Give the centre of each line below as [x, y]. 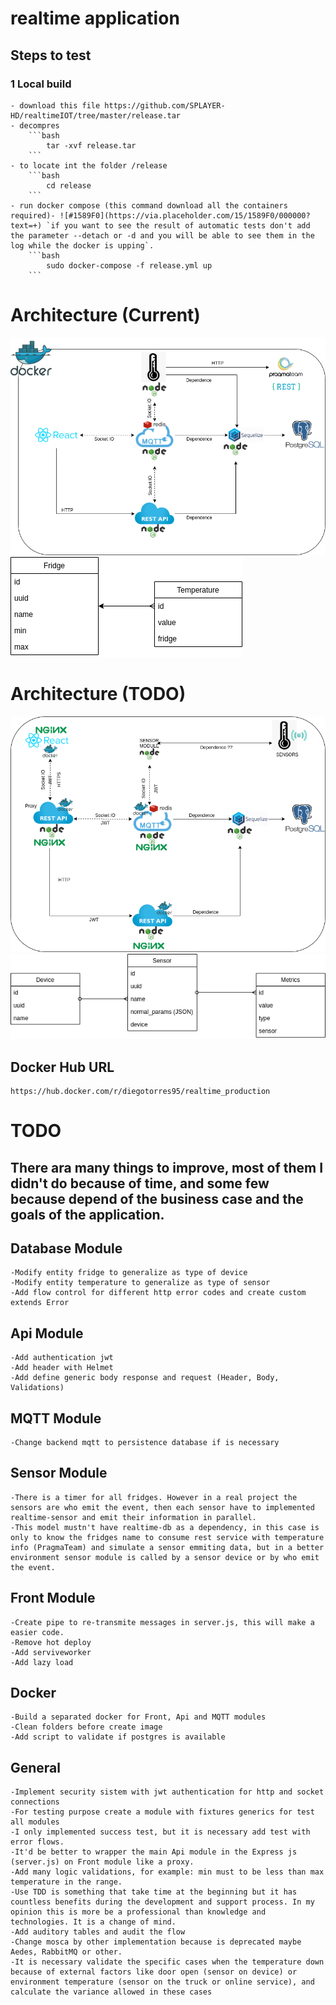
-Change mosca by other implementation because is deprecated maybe [156, 1942]
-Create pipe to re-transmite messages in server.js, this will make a [162, 1622]
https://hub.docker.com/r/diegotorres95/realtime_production [140, 1092]
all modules [35, 1822]
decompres [39, 125]
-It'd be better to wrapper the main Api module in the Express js [154, 1852]
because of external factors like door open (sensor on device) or [154, 1972]
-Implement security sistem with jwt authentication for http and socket [167, 1792]
